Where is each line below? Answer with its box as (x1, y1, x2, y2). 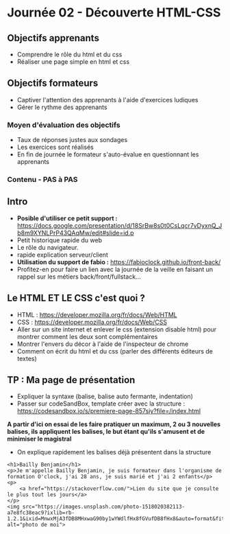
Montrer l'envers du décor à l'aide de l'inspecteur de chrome (16, 340, 189, 348)
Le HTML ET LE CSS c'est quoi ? (7, 292, 146, 304)
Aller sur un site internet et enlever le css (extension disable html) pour (16, 325, 217, 334)
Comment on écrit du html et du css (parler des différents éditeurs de (16, 347, 214, 355)
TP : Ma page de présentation (7, 374, 136, 386)
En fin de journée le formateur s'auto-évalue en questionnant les (16, 150, 199, 159)
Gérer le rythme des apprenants (16, 103, 107, 111)
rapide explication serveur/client (16, 251, 108, 259)
